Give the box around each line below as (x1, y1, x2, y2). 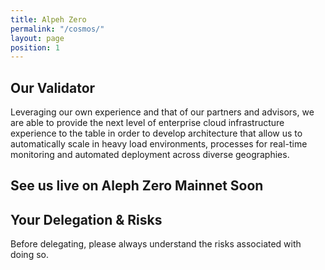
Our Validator (10, 79, 96, 96)
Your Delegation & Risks (10, 211, 163, 228)
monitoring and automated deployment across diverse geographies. (10, 149, 290, 161)
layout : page (10, 33, 65, 43)
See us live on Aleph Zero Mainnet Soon (10, 177, 264, 195)
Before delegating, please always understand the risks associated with (10, 238, 302, 250)
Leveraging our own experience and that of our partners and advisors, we (10, 106, 315, 118)
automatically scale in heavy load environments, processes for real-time (10, 138, 308, 150)
